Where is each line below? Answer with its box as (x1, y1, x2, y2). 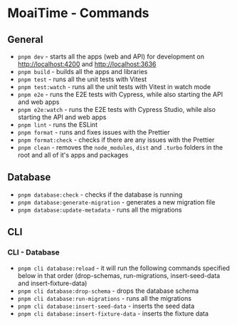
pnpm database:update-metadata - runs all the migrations (17, 205, 182, 214)
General (7, 33, 44, 46)
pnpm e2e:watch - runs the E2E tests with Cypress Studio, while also (17, 105, 216, 113)
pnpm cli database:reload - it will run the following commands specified (17, 264, 230, 272)
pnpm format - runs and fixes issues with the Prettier (17, 128, 170, 136)
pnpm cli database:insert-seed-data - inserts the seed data (17, 301, 195, 310)
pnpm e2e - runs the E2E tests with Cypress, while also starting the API (17, 91, 223, 98)
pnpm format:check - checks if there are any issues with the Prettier (17, 135, 215, 144)
